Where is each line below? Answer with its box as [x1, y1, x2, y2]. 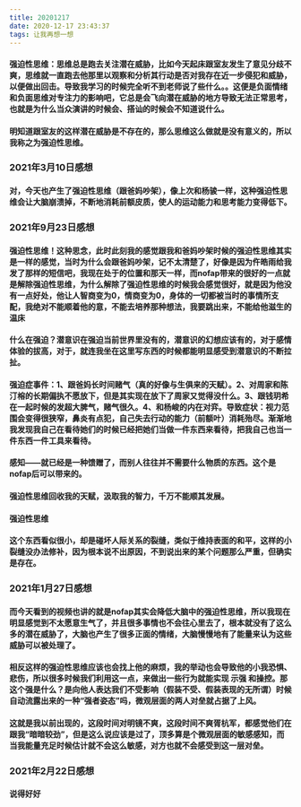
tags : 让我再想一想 [9, 30, 74, 39]
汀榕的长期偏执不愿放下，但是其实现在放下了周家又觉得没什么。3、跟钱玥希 [9, 390, 289, 401]
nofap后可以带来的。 [9, 468, 87, 480]
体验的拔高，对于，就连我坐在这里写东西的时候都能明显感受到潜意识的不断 [9, 346, 284, 357]
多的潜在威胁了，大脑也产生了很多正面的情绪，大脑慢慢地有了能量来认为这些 [9, 629, 292, 639]
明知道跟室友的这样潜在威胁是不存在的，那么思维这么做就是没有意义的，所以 [9, 126, 292, 136]
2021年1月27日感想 [9, 582, 92, 594]
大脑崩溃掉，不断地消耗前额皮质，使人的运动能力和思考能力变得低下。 [32, 196, 292, 207]
